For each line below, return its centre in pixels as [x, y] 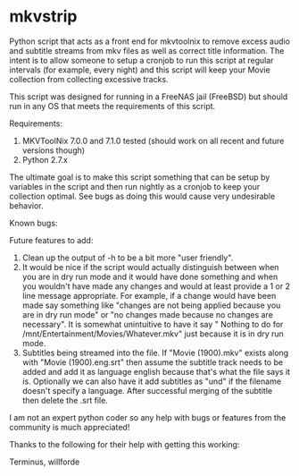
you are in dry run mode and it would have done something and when [150, 276]
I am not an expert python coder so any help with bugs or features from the [148, 417]
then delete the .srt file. [65, 400]
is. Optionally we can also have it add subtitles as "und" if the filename [152, 381]
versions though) [54, 150]
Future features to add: [51, 240]
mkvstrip [43, 17]
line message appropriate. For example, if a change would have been [149, 295]
